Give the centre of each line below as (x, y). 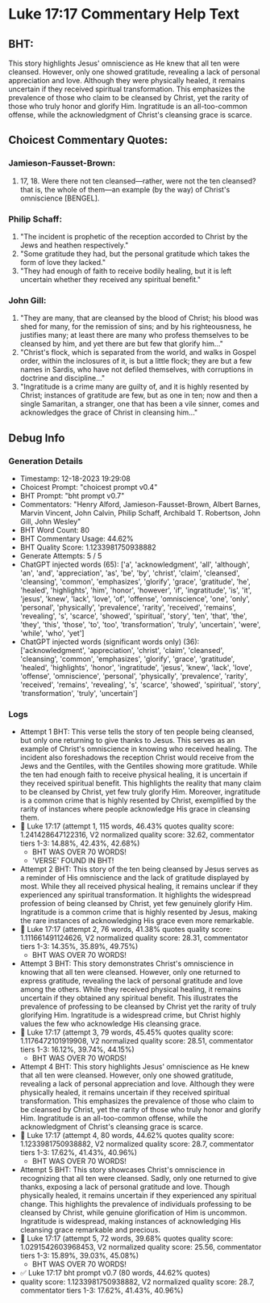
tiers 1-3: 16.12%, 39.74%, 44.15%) (77, 1050)
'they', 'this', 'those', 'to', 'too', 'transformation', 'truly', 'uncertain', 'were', (140, 624)
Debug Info (37, 438)
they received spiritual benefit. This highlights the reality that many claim (141, 783)
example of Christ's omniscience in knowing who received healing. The (139, 749)
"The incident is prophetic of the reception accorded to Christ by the (134, 236)
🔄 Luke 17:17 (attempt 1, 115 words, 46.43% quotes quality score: (127, 826)
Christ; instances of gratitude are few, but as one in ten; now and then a (139, 395)
